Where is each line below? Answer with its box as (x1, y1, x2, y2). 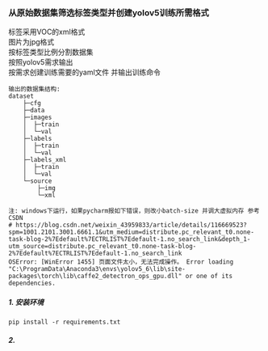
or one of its (185, 273, 232, 281)
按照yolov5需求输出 (8, 57, 73, 67)
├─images (23, 113, 52, 122)
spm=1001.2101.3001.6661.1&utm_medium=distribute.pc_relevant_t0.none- (8, 228, 254, 236)
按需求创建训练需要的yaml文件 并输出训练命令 (8, 67, 161, 78)
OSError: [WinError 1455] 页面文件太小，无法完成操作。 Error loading (8, 258, 234, 266)
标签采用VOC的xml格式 (8, 27, 86, 37)
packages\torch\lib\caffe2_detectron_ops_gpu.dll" (8, 273, 182, 281)
